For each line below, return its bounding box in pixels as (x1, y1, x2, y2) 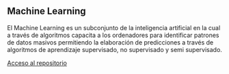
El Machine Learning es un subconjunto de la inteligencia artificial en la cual (7, 23, 221, 32)
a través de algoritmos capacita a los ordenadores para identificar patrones (7, 31, 219, 39)
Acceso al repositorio (7, 58, 67, 67)
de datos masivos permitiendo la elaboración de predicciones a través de (7, 38, 214, 47)
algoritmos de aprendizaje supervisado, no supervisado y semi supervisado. (7, 45, 222, 53)
